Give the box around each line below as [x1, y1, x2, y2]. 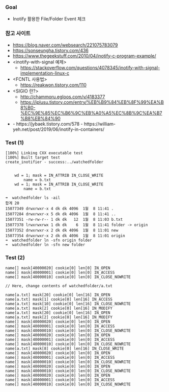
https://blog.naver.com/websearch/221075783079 [12, 42, 118, 48]
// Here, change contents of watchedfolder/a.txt [5, 284, 113, 289]
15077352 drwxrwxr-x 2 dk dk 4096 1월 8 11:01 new [5, 227, 119, 233]
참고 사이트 [5, 30, 31, 37]
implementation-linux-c [20, 70, 70, 76]
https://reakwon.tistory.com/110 [20, 82, 87, 88]
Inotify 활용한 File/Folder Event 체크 [12, 16, 86, 22]
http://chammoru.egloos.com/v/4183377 [20, 94, 105, 100]
